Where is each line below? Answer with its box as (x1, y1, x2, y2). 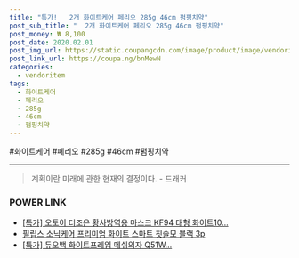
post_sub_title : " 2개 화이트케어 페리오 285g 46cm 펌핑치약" (9, 21, 224, 30)
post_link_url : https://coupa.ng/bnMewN (9, 54, 162, 63)
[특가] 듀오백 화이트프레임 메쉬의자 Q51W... (21, 239, 173, 250)
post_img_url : (9, 46, 62, 55)
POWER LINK (9, 196, 67, 208)
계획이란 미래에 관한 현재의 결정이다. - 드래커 (30, 173, 187, 183)
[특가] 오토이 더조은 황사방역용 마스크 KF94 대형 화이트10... (21, 217, 229, 228)
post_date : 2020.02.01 (9, 37, 93, 47)
